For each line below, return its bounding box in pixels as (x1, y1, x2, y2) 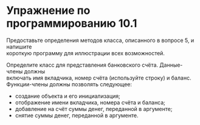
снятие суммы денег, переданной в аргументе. (15, 112, 139, 119)
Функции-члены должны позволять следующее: (6, 80, 133, 88)
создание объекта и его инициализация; (15, 92, 120, 100)
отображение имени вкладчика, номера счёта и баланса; (15, 98, 166, 106)
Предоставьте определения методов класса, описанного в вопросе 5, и (6, 36, 195, 44)
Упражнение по (6, 4, 91, 18)
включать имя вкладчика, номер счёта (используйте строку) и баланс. (6, 74, 191, 81)
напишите (6, 43, 32, 50)
